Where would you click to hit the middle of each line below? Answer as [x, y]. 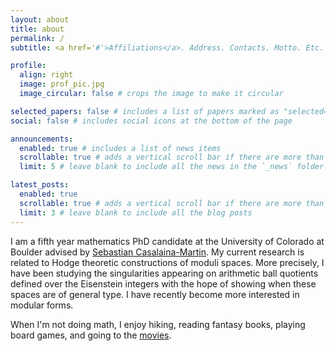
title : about [37, 29]
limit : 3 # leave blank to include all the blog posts [136, 212]
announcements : [42, 139]
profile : [28, 66]
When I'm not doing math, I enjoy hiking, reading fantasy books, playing [158, 324]
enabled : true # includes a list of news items [120, 148]
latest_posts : [40, 185]
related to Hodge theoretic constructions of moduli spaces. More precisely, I [167, 262]
